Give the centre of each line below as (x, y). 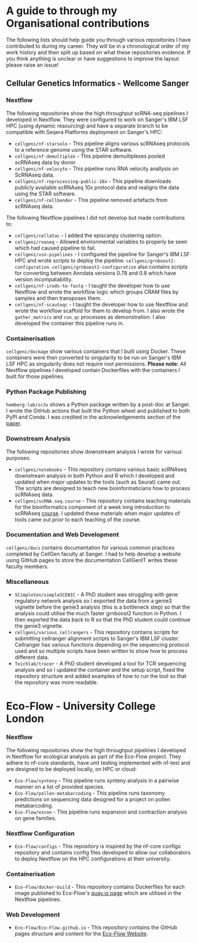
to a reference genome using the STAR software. (74, 149)
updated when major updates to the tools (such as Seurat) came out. (98, 482)
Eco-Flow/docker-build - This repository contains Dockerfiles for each (100, 887)
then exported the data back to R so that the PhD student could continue (102, 620)
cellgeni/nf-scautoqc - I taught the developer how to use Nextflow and (101, 304)
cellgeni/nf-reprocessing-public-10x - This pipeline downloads (93, 181)
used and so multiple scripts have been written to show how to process (101, 651)
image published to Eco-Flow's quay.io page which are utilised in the (98, 893)
